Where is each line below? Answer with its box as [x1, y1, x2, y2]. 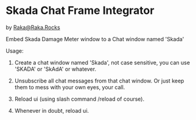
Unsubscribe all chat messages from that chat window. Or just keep [14, 77, 184, 84]
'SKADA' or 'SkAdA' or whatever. [14, 65, 97, 73]
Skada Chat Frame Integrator [5, 4, 155, 18]
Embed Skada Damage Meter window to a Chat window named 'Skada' [5, 35, 184, 42]
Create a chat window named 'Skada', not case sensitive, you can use [14, 59, 190, 66]
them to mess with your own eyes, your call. [14, 83, 125, 91]
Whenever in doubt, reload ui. [14, 107, 89, 114]
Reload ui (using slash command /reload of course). [14, 95, 144, 102]
